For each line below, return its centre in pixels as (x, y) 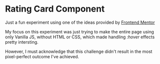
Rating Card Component (55, 9)
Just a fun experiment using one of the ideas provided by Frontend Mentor (80, 22)
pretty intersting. (22, 42)
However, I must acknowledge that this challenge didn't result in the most (79, 51)
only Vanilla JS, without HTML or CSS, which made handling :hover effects (80, 37)
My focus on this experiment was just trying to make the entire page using (80, 32)
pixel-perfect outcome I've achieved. (42, 56)
